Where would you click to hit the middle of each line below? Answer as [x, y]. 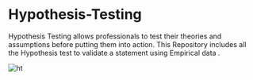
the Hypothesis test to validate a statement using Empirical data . [114, 53]
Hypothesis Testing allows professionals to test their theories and [115, 36]
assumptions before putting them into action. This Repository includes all [127, 44]
